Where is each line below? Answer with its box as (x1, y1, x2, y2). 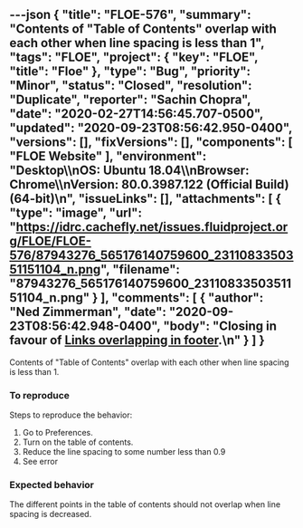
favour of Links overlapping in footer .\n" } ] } (9, 332, 265, 348)
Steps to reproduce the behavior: (9, 409, 133, 420)
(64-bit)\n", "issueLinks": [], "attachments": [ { (9, 191, 282, 206)
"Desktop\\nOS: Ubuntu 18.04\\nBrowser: (9, 163, 250, 178)
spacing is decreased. (9, 509, 92, 520)
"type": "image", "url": (9, 206, 143, 221)
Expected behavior (9, 479, 95, 492)
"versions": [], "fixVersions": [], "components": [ (9, 135, 293, 150)
